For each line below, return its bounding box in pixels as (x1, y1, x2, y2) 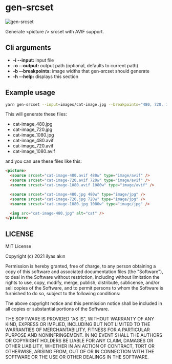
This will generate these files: (5, 111, 68, 117)
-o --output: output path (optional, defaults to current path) (12, 62, 139, 68)
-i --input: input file (12, 57, 54, 63)
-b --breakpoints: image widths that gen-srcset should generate (12, 68, 150, 74)
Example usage (5, 88, 55, 97)
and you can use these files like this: (5, 158, 82, 164)
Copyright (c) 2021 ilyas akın (5, 253, 66, 259)
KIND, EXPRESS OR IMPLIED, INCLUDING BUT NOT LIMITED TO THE (5, 321, 150, 328)
